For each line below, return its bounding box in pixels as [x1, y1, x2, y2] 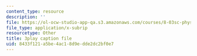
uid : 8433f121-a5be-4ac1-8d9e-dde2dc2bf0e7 [6, 41, 114, 47]
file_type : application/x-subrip [6, 24, 88, 31]
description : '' [6, 14, 46, 20]
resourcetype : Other [6, 30, 57, 36]
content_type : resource [6, 8, 64, 15]
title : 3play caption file [6, 36, 72, 41]
